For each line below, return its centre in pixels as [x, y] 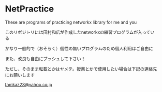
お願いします [22, 75]
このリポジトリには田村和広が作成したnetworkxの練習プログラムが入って [78, 32]
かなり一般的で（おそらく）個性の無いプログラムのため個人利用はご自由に [79, 48]
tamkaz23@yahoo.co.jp [29, 84]
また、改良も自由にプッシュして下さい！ [45, 58]
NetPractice [29, 9]
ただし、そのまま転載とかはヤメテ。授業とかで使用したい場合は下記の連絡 [79, 69]
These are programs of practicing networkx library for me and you [71, 22]
